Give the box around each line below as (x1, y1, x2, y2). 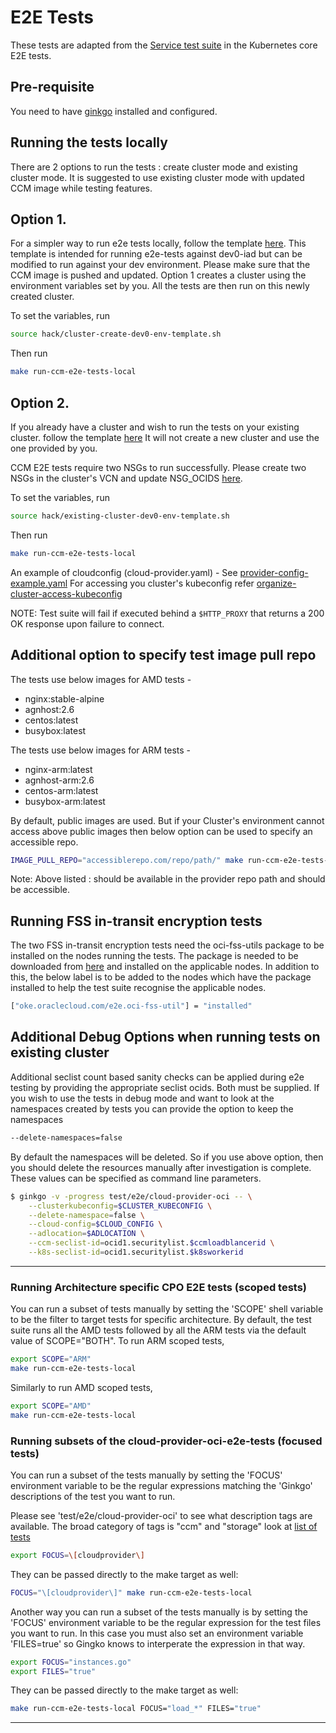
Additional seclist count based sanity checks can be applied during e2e (10, 1071, 305, 1083)
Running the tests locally (10, 134, 168, 151)
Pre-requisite (10, 79, 95, 96)
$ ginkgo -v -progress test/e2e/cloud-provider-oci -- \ (10, 1191, 253, 1201)
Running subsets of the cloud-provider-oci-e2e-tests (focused (10, 1434, 323, 1448)
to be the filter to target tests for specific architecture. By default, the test (10, 1314, 312, 1326)
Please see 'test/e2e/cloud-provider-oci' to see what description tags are (10, 1509, 313, 1521)
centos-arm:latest (24, 784, 99, 796)
